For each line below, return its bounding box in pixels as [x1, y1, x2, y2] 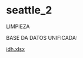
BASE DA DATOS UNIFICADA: [6, 34, 78, 41]
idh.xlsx [6, 45, 25, 53]
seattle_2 [6, 4, 52, 17]
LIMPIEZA [6, 23, 30, 30]
